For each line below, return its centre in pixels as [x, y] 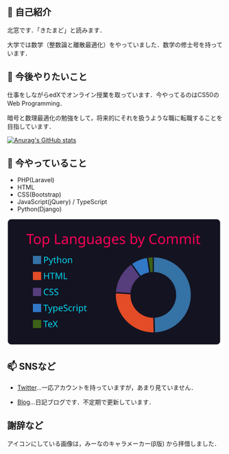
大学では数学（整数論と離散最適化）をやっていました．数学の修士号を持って [115, 45]
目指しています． [31, 126]
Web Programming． [37, 103]
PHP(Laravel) [36, 180]
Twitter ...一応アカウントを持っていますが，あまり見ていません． [107, 387]
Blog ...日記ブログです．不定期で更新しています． [86, 402]
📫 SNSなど [32, 367]
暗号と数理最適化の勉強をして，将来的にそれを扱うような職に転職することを [115, 118]
